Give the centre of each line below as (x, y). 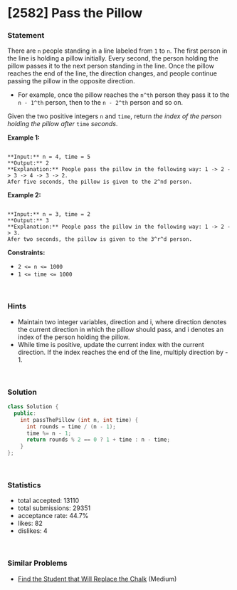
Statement (26, 36)
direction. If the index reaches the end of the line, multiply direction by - (123, 352)
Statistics (24, 485)
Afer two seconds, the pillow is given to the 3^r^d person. (100, 239)
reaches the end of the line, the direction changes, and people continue (112, 73)
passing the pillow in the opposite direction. (71, 81)
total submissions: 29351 (54, 508)
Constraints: (26, 253)
